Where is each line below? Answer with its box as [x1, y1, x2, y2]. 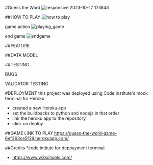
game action [5, 24, 30, 29]
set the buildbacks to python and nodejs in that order [12, 110, 120, 116]
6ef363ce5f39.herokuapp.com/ [5, 136, 69, 141]
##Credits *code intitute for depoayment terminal [5, 145, 105, 151]
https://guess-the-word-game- [54, 130, 117, 136]
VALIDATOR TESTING [5, 81, 49, 86]
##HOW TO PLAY [5, 14, 41, 20]
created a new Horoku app [12, 105, 66, 110]
